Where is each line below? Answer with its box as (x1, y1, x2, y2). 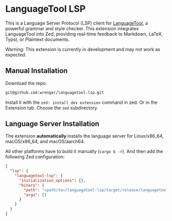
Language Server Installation (5, 120, 100, 128)
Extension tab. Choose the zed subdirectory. (5, 104, 98, 110)
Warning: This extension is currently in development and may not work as (5, 46, 160, 52)
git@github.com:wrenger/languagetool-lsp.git (5, 90, 104, 95)
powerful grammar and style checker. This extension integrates (5, 25, 139, 31)
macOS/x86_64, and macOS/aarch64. (5, 139, 85, 145)
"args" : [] (24, 192, 47, 197)
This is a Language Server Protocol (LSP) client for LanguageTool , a (5, 20, 148, 26)
